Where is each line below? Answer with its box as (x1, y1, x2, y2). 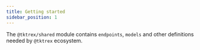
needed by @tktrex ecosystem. (6, 37, 83, 44)
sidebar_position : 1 (6, 14, 58, 20)
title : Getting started (6, 8, 66, 15)
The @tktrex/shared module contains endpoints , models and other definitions (6, 30, 194, 37)
